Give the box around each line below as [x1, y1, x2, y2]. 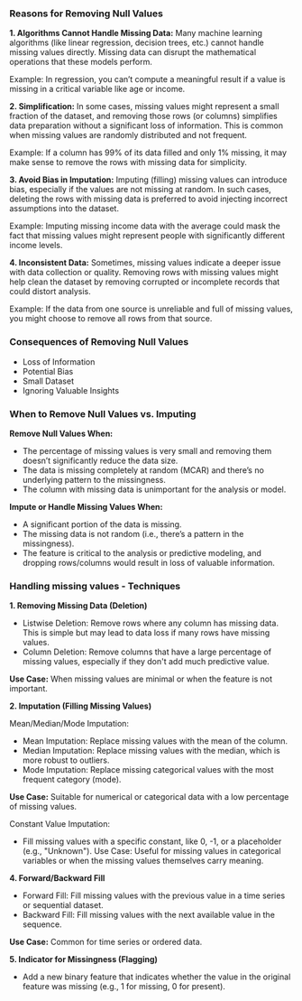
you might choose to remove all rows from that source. [9, 313, 213, 324]
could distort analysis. [9, 286, 92, 297]
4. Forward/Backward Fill [9, 873, 105, 884]
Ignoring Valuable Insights [22, 385, 120, 395]
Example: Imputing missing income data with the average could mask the [9, 220, 281, 232]
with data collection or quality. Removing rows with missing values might [9, 267, 279, 278]
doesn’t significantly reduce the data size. [22, 455, 178, 466]
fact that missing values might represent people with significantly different [9, 230, 286, 241]
